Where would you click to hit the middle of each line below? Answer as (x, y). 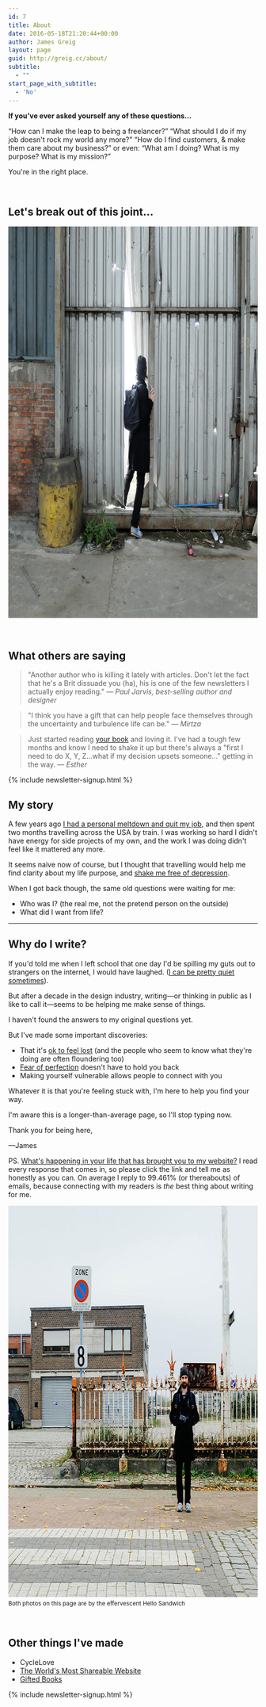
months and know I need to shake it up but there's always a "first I (135, 748)
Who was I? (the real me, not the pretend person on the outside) (124, 903)
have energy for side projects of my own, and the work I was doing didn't (127, 840)
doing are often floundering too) (72, 1058)
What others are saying (67, 655)
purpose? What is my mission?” (59, 156)
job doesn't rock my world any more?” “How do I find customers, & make (127, 140)
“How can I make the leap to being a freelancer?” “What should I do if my (127, 131)
